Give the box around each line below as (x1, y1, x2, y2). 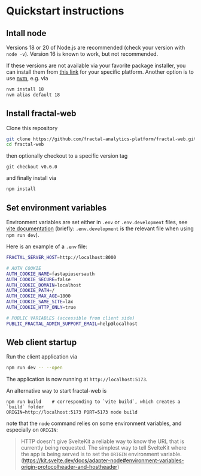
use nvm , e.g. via (6, 75, 48, 82)
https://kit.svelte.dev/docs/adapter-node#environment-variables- (23, 457, 184, 464)
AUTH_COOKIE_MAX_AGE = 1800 (6, 293, 71, 299)
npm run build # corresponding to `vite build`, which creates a (6, 399, 181, 405)
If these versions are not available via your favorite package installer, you (6, 62, 186, 69)
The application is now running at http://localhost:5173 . (6, 376, 148, 383)
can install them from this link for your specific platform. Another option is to (6, 68, 194, 76)
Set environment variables (6, 203, 107, 213)
